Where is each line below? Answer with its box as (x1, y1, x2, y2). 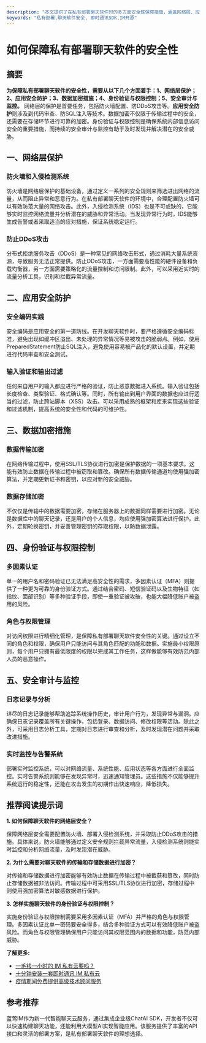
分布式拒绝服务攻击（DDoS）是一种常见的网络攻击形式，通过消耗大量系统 (6, 250, 193, 258)
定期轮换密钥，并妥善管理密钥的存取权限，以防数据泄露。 (17, 522, 162, 530)
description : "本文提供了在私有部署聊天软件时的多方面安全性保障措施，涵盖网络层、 (6, 9, 196, 15)
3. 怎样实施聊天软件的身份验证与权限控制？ (6, 900, 115, 907)
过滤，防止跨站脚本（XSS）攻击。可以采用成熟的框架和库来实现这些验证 (17, 398, 200, 405)
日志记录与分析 (6, 695, 51, 703)
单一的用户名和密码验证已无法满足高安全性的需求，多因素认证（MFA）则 (6, 578, 190, 585)
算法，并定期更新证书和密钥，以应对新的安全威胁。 (6, 476, 135, 483)
